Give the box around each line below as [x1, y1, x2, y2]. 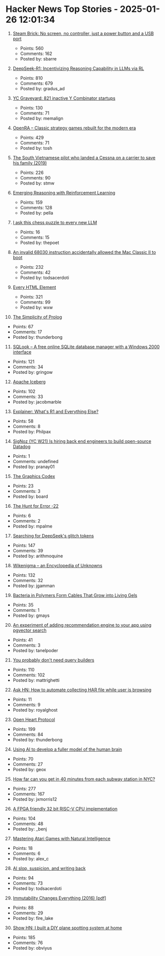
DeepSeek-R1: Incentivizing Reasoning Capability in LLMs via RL [12, 65, 144, 71]
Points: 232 [20, 264, 44, 270]
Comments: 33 [12, 393, 44, 400]
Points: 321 [20, 294, 43, 299]
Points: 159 [20, 199, 43, 205]
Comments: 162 [20, 51, 53, 57]
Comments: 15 [20, 234, 50, 240]
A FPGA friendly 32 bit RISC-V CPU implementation [12, 806, 118, 812]
